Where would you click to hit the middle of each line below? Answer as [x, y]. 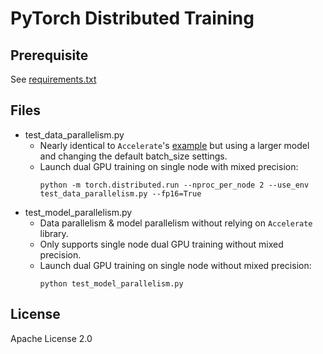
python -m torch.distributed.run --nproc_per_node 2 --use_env [174, 185]
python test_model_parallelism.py [111, 283]
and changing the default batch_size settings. [133, 156]
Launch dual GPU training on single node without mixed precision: [175, 265]
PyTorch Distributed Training [132, 18]
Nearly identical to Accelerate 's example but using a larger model [174, 145]
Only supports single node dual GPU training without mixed [161, 244]
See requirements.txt [53, 79]
